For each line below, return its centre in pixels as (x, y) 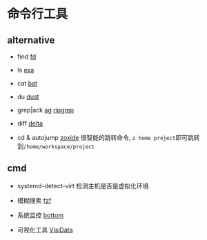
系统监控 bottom (40, 215)
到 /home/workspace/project (56, 146)
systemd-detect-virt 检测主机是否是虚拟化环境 (83, 186)
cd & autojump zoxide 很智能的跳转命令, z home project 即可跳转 (108, 138)
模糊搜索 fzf (34, 200)
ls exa (26, 70)
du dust (28, 97)
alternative (31, 40)
